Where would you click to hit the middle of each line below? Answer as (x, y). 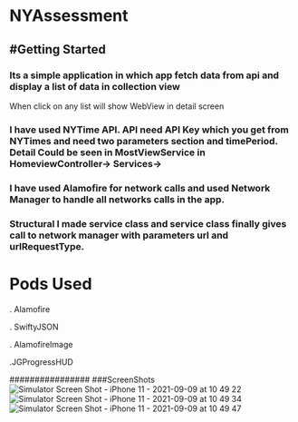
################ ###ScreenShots (82, 379)
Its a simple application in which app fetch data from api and (144, 75)
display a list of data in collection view (95, 86)
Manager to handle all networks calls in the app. (117, 199)
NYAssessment (69, 16)
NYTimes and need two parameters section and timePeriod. (144, 141)
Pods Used (51, 284)
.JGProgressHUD (42, 362)
